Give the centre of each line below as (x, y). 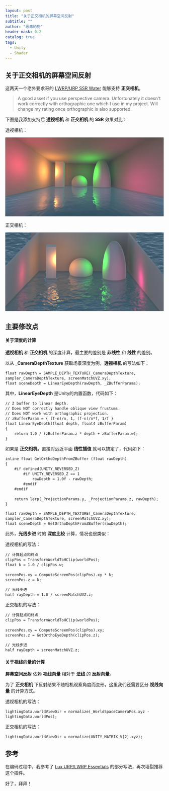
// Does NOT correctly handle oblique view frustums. (63, 409)
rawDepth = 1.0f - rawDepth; (63, 479)
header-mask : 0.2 (23, 32)
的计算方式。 (24, 691)
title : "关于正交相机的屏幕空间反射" (40, 16)
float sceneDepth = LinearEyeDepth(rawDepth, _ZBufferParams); (73, 383)
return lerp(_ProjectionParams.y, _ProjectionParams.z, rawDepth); (86, 499)
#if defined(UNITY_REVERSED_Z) (47, 469)
